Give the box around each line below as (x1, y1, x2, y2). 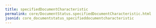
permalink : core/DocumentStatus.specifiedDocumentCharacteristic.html (5, 11, 152, 16)
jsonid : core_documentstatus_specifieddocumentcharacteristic (5, 16, 134, 20)
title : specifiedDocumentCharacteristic (5, 7, 89, 12)
